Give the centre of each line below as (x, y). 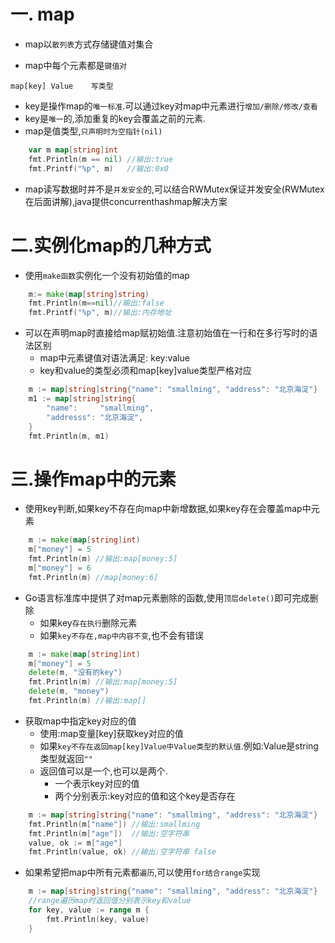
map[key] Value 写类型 (62, 86)
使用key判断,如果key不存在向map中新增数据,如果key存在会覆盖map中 (168, 509)
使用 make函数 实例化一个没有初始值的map (107, 275)
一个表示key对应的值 (97, 783)
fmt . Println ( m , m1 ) (69, 436)
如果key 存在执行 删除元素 (88, 622)
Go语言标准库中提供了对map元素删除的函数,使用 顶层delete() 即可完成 (167, 597)
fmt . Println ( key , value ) (98, 919)
